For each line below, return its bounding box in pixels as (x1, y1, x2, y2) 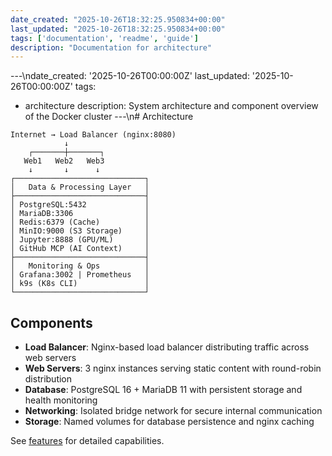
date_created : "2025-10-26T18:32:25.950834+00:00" (10, 14, 226, 25)
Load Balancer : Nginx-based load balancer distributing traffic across (24, 341, 310, 353)
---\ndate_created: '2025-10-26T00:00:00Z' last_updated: (10, 70, 250, 82)
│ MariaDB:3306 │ (10, 209, 150, 219)
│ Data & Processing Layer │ (10, 182, 150, 193)
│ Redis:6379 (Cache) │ (10, 217, 150, 228)
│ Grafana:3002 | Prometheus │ (10, 270, 150, 280)
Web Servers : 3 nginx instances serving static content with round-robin (24, 362, 322, 375)
